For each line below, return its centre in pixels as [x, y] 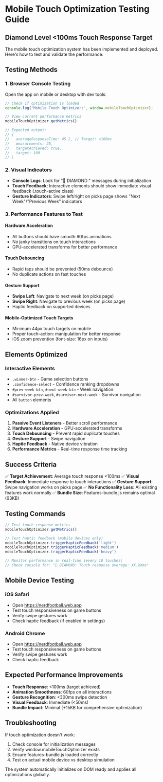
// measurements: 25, [29, 144]
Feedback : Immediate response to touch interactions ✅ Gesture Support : [79, 482]
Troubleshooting [31, 723]
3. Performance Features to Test [44, 214]
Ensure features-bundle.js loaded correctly [55, 755]
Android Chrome [25, 633]
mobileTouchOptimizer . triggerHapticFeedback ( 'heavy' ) [61, 552]
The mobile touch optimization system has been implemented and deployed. [82, 49]
